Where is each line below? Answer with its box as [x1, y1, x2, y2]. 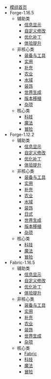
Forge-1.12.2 [9, 132, 34, 137]
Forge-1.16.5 [9, 10, 34, 16]
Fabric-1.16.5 [9, 260, 35, 265]
